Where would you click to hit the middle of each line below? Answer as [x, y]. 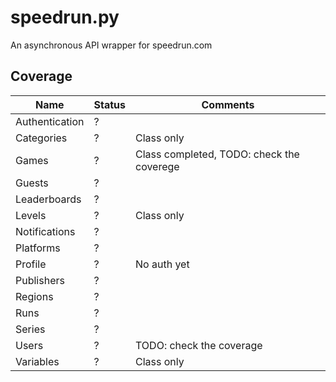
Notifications [45, 231]
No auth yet [162, 264]
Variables [37, 361]
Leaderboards [48, 199]
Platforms [38, 248]
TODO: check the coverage [199, 345]
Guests [32, 183]
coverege [157, 166]
